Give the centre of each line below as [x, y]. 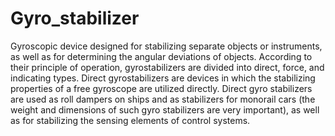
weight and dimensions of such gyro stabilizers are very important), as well [165, 109]
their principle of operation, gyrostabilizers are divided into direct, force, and [167, 67]
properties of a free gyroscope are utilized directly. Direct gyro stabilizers [161, 88]
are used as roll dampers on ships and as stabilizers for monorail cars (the [163, 99]
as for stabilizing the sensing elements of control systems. [130, 120]
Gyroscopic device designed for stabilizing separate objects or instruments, [166, 46]
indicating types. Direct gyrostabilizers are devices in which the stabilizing [163, 78]
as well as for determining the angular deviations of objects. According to [161, 56]
